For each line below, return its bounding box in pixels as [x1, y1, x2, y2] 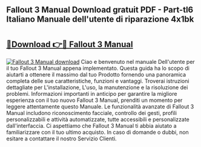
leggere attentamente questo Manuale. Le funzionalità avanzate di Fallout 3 [6, 103, 194, 110]
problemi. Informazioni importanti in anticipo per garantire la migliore [6, 90, 177, 97]
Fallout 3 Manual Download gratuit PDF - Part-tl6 [6, 5, 194, 15]
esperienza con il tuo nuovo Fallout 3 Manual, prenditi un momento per [6, 96, 183, 104]
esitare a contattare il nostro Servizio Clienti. [6, 135, 117, 142]
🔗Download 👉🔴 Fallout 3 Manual [6, 39, 133, 49]
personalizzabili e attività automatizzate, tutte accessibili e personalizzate [6, 116, 189, 123]
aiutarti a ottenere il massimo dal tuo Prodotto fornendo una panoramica [6, 71, 186, 78]
